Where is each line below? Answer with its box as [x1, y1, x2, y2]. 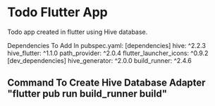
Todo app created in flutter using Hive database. [7, 28, 148, 36]
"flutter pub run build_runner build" [7, 88, 168, 100]
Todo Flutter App [7, 4, 108, 20]
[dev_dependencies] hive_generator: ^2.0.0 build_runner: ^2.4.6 [7, 56, 192, 64]
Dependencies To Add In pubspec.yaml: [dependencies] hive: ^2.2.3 [7, 41, 207, 49]
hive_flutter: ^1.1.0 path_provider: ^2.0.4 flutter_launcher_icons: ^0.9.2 [7, 49, 209, 57]
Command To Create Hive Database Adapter [7, 77, 206, 89]
